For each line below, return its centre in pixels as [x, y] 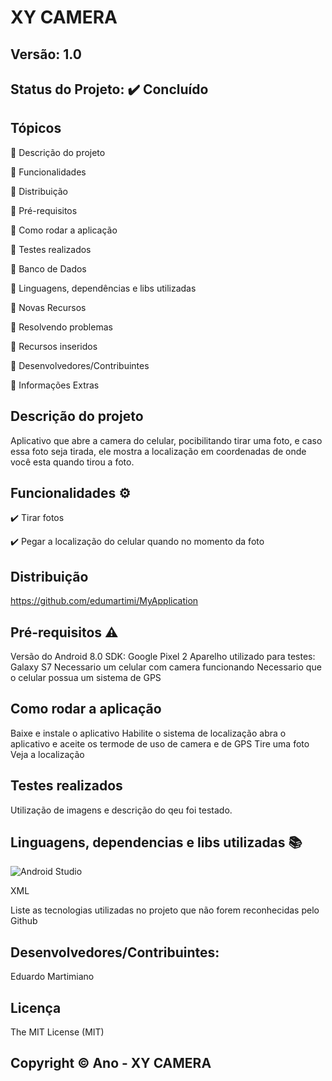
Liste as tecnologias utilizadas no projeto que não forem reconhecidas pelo [165, 910]
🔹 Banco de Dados [48, 268]
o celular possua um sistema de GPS [86, 678]
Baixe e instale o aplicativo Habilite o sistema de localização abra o [148, 733]
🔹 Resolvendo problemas [61, 327]
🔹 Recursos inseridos [54, 346]
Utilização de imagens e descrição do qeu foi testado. [121, 810]
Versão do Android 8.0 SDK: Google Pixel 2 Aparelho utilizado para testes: [163, 657]
